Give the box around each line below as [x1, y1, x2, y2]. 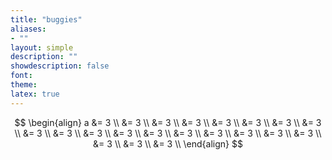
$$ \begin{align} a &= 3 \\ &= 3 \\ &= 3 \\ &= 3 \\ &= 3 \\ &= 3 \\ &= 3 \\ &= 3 [14, 116, 322, 128]
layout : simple [10, 42, 74, 53]
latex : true [10, 89, 60, 99]
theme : [10, 80, 38, 90]
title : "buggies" [10, 14, 83, 25]
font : [10, 71, 33, 81]
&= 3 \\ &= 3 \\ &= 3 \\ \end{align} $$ [93, 137, 243, 150]
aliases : [10, 24, 47, 34]
